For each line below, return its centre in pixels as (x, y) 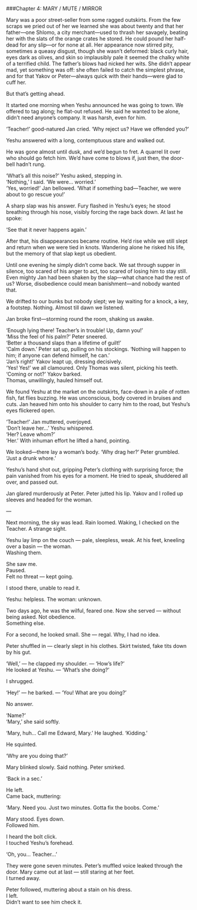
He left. (15, 790)
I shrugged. (20, 681)
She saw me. (22, 564)
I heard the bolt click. (32, 837)
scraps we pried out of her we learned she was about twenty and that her (95, 26)
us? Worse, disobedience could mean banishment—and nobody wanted (93, 284)
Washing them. (24, 553)
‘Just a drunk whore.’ (31, 458)
